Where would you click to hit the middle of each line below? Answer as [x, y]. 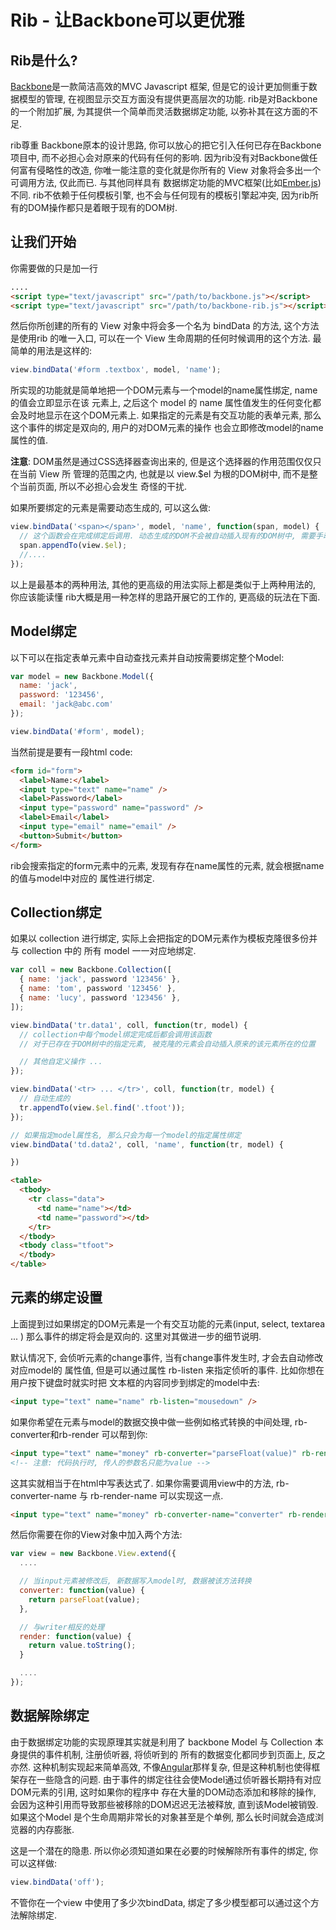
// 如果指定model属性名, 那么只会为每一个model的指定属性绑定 [126, 1135]
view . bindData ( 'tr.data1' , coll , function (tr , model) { [129, 1025]
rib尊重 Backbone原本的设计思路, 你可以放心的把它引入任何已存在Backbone [166, 145]
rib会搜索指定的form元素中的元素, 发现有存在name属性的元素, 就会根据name [167, 865]
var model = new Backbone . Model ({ [82, 676]
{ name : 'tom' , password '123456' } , [98, 989]
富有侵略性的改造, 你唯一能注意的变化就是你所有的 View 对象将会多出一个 [170, 170]
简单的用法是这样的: [51, 351]
